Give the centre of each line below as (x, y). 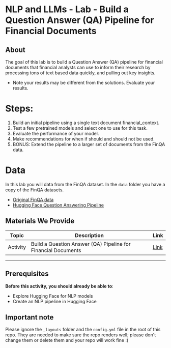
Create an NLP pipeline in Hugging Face (54, 301)
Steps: (19, 109)
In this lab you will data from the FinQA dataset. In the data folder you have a (85, 184)
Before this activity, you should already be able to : (59, 286)
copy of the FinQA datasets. (35, 190)
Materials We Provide (40, 221)
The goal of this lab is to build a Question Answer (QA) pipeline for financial (84, 62)
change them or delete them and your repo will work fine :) (67, 340)
